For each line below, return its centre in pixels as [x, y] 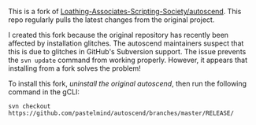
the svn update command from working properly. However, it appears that [128, 60]
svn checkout [30, 106]
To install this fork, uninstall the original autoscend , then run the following [127, 83]
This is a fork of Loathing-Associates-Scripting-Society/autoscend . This [125, 11]
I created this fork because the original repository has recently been [119, 35]
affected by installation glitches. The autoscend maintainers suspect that [126, 43]
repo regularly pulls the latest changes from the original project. [111, 20]
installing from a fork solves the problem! [75, 68]
